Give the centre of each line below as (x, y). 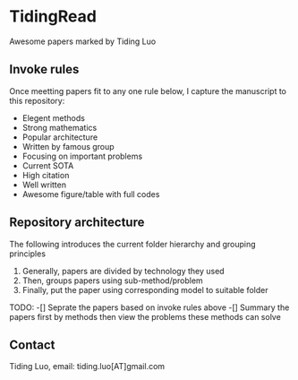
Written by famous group (68, 146)
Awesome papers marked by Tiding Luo (83, 41)
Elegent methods (53, 117)
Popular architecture (60, 137)
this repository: (37, 100)
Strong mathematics (60, 127)
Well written (44, 185)
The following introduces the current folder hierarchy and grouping (133, 244)
